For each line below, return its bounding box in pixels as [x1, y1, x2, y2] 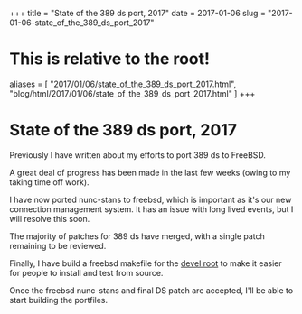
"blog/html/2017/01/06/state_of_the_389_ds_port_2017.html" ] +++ [9, 88, 256, 98]
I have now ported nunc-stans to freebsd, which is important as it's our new [9, 194, 292, 205]
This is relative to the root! [9, 49, 211, 69]
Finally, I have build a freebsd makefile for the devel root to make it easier [9, 257, 282, 269]
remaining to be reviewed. [9, 240, 107, 251]
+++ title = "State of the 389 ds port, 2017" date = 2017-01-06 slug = [9, 8, 267, 18]
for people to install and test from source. [9, 267, 164, 278]
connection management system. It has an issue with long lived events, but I [9, 203, 294, 215]
